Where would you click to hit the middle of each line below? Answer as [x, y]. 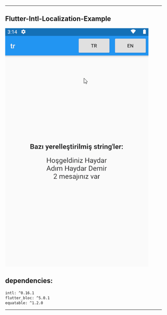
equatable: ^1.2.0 [24, 303]
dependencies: [29, 281]
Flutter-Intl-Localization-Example [58, 19]
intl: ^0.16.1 [20, 293]
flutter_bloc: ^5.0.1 [28, 298]
